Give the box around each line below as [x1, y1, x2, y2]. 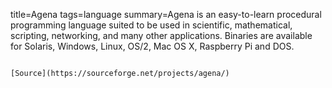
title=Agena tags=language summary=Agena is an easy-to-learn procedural [10, 9, 322, 20]
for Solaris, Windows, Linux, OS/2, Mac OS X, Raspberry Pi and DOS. [10, 40, 295, 52]
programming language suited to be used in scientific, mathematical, [10, 19, 293, 31]
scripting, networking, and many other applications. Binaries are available [10, 30, 313, 41]
